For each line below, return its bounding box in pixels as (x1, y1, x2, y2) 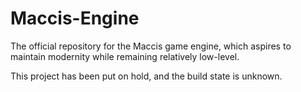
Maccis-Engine (10, 7, 140, 30)
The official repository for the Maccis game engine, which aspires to (10, 40, 292, 52)
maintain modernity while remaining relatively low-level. (10, 50, 240, 62)
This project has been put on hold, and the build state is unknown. (10, 70, 283, 82)
